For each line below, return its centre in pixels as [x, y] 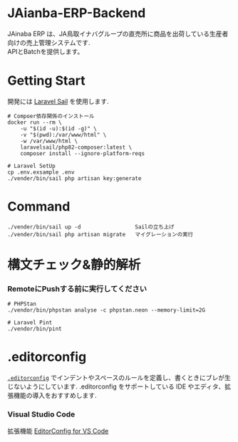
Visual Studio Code [41, 414]
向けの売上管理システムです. [49, 42]
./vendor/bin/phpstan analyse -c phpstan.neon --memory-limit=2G [106, 310]
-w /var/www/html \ [49, 141]
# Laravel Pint [30, 323]
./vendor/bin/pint [35, 329]
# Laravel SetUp [31, 166]
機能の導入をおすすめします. [55, 396]
